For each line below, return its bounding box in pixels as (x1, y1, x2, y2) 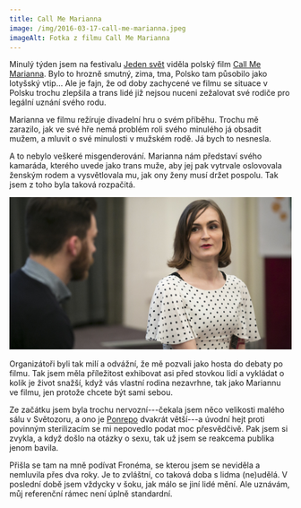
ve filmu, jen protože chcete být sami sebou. (9, 386, 173, 398)
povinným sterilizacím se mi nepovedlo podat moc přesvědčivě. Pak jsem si (9, 423, 288, 434)
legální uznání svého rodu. (9, 97, 107, 108)
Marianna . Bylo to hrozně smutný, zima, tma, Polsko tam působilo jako (9, 68, 268, 80)
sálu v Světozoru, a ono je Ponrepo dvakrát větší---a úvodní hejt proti (9, 413, 265, 425)
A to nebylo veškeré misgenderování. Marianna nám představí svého (9, 151, 262, 161)
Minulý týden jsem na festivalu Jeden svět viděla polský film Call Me (9, 59, 262, 70)
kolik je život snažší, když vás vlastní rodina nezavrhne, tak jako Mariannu (9, 377, 281, 388)
